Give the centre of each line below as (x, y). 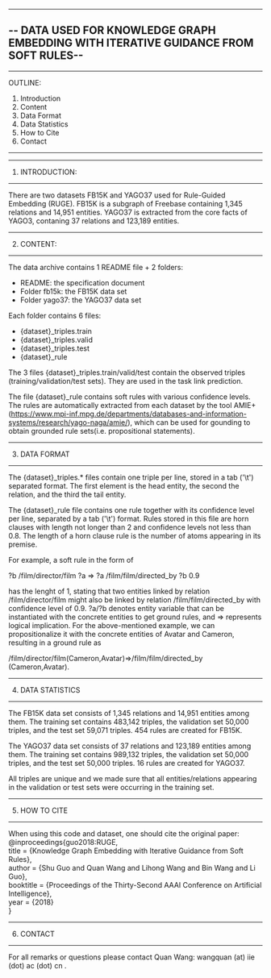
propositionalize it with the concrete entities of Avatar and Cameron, (121, 634)
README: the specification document (82, 282)
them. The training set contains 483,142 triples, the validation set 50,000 (129, 722)
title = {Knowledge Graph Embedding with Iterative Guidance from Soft (126, 851)
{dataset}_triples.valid (56, 339)
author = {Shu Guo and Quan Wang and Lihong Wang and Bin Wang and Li (132, 868)
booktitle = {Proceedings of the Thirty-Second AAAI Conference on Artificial (135, 884)
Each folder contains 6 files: (55, 315)
